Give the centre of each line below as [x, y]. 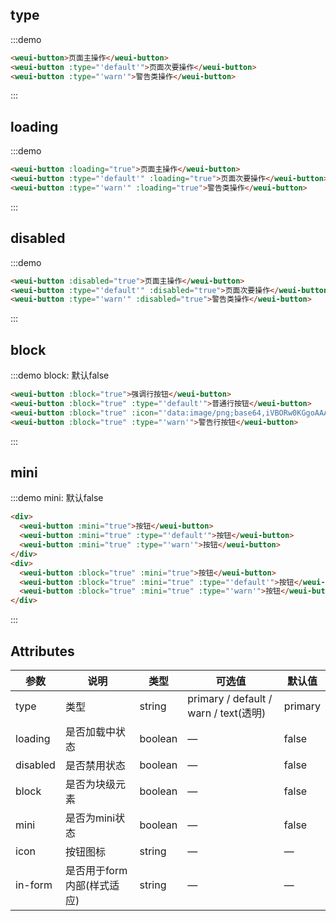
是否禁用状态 [95, 765]
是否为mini [90, 818]
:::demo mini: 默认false [57, 498]
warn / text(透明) [227, 713]
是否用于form [96, 870]
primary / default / [230, 698]
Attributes [42, 651]
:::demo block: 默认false [60, 375]
